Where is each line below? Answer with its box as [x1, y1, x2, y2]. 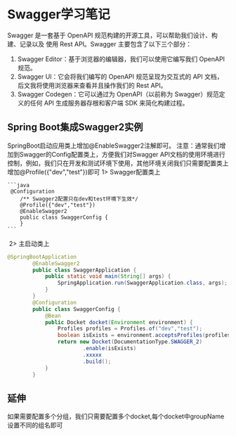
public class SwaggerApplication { [32, 267, 137, 274]
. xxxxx [82, 351, 102, 359]
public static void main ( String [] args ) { [44, 273, 171, 280]
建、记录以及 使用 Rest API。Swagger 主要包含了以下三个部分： [7, 39, 192, 48]
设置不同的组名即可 [7, 421, 63, 430]
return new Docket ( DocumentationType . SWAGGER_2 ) [57, 338, 202, 345]
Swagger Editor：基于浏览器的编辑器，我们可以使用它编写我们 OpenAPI [17, 54, 225, 63]
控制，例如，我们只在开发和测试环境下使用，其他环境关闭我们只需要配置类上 [7, 159, 229, 167]
